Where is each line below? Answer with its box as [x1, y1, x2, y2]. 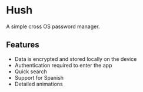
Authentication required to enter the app [14, 62, 112, 69]
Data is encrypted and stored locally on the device [14, 55, 137, 62]
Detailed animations [14, 80, 63, 87]
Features [6, 40, 39, 50]
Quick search [14, 68, 47, 75]
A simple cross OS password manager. [6, 23, 100, 30]
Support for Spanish [14, 74, 64, 81]
